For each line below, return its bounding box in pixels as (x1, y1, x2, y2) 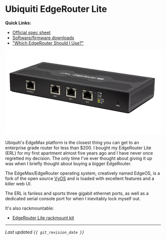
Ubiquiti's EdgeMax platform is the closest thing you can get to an (5, 139, 139, 145)
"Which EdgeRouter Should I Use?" (12, 40, 84, 46)
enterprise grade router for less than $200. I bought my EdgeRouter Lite (5, 145, 152, 151)
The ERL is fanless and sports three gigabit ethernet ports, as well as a (5, 190, 149, 196)
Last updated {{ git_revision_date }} (5, 229, 85, 235)
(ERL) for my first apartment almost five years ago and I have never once (5, 150, 153, 156)
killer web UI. (5, 180, 32, 186)
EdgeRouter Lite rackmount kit (12, 215, 74, 221)
